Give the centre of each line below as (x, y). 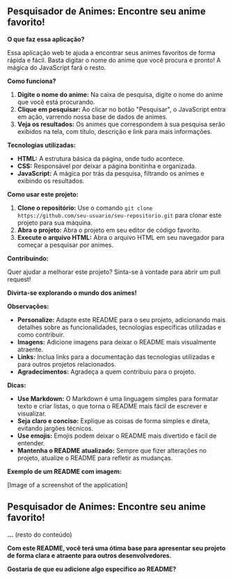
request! (19, 279)
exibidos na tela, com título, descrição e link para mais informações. (114, 131)
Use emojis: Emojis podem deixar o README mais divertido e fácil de (117, 436)
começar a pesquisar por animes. (65, 245)
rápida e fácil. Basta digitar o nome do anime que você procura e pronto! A (114, 60)
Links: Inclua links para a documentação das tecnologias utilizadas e (116, 357)
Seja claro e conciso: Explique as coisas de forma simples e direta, (113, 420)
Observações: (28, 306)
